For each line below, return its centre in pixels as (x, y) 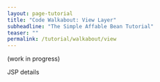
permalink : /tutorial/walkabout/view (62, 39)
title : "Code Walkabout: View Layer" (62, 20)
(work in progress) (34, 59)
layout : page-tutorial (40, 13)
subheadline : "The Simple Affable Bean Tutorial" (81, 26)
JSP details (23, 72)
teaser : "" (23, 33)
